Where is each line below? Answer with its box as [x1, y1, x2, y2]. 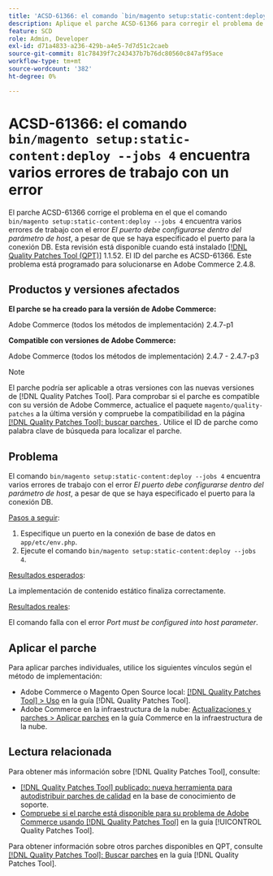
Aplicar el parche [8, 641, 97, 655]
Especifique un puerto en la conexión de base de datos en [19, 529, 216, 539]
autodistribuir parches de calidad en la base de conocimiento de [19, 791, 236, 800]
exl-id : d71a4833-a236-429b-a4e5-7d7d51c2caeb [8, 42, 169, 50]
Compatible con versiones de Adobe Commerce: [8, 336, 176, 345]
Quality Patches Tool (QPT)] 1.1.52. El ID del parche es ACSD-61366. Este [8, 250, 252, 260]
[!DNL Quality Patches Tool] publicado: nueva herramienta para [19, 782, 233, 792]
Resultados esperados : [8, 570, 85, 580]
